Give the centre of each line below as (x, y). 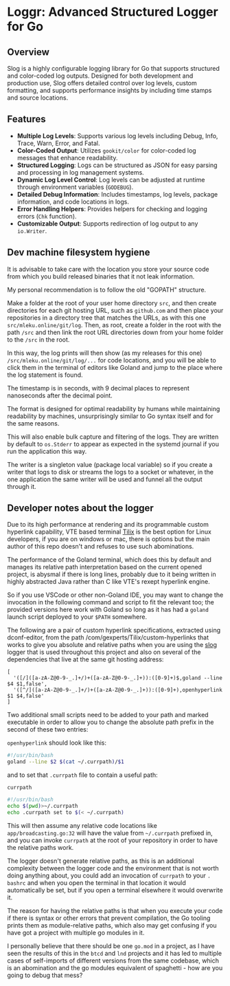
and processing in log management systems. (80, 172)
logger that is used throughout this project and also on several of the (104, 652)
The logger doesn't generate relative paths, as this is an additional (101, 861)
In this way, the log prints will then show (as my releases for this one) (105, 353)
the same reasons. (33, 423)
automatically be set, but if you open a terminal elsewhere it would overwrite (115, 890)
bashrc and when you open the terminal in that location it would (97, 883)
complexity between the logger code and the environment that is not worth (113, 868)
